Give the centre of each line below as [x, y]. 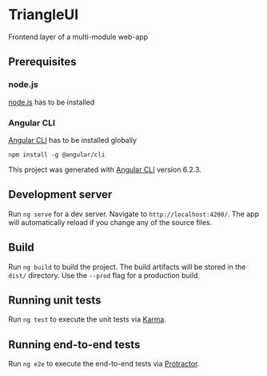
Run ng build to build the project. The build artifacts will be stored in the [127, 267]
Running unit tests [55, 300]
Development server [60, 194]
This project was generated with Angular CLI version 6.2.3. [105, 169]
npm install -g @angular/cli [57, 154]
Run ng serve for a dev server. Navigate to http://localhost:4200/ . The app [134, 214]
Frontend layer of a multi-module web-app [78, 37]
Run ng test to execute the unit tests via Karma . [87, 319]
